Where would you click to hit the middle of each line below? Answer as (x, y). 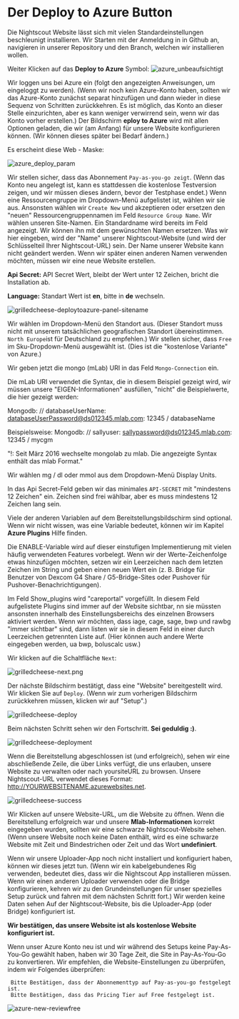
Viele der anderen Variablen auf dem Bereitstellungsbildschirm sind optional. (120, 518)
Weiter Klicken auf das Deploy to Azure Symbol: (78, 69)
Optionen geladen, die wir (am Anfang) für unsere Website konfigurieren (114, 128)
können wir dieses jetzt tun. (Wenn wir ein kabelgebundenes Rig (102, 865)
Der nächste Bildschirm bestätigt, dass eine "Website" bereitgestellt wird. (115, 686)
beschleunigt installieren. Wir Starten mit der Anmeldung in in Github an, (113, 39)
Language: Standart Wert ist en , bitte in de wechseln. (86, 296)
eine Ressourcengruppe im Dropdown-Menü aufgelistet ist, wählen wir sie (116, 200)
